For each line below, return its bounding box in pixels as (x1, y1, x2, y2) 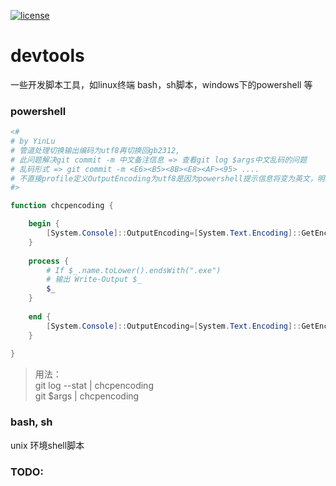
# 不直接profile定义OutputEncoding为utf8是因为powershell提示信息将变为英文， (10, 173, 318, 184)
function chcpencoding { (10, 201, 114, 211)
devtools (10, 45, 85, 67)
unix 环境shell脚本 (10, 439, 85, 451)
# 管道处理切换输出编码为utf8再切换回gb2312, (10, 145, 181, 155)
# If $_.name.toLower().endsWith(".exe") (46, 265, 222, 275)
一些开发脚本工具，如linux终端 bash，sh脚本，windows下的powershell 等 (10, 78, 313, 90)
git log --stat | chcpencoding (34, 380, 154, 392)
